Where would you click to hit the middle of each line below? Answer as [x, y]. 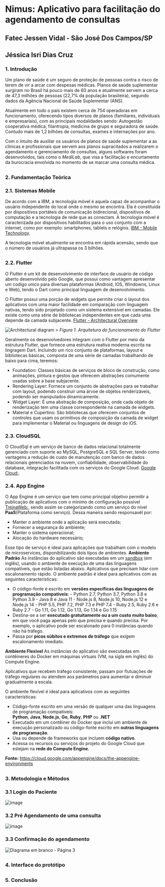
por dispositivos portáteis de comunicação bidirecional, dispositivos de [78, 212]
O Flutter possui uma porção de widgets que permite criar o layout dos [77, 299]
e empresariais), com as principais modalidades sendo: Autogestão [74, 121]
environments [19, 764]
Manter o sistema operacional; [43, 533]
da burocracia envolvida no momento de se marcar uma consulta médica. [80, 162]
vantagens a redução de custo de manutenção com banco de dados [75, 457]
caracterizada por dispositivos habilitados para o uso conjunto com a [76, 222]
